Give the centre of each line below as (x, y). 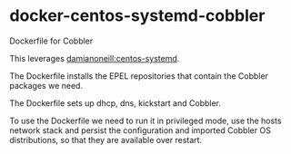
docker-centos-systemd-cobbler (137, 16)
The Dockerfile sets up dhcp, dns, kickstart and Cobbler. (115, 103)
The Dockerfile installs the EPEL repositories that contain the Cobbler (139, 76)
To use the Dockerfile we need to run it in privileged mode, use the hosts (145, 120)
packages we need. (46, 85)
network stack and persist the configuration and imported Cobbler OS (140, 130)
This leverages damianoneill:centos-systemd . (95, 58)
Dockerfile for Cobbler (51, 41)
